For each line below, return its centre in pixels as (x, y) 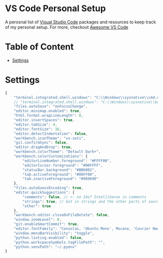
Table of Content (40, 47)
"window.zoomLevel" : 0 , (38, 220)
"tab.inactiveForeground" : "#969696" (60, 179)
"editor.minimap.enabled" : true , (48, 111)
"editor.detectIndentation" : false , (51, 134)
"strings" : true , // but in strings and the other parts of (84, 202)
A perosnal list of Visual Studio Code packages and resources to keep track (81, 22)
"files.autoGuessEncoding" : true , (49, 188)
